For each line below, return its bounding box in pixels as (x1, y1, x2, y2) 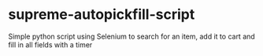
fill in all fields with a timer (8, 39, 93, 49)
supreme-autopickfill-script (8, 6, 195, 24)
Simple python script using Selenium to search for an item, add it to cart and (8, 32, 256, 41)
